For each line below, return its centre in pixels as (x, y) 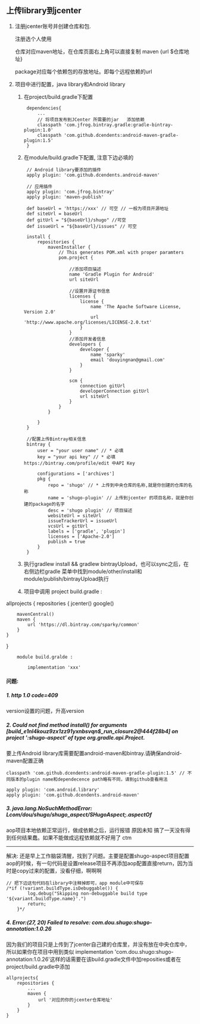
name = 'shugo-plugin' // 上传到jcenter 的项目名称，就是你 (118, 498)
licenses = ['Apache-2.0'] (81, 536)
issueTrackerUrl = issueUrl (83, 521)
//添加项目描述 (85, 269)
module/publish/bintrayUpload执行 (66, 578)
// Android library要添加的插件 (64, 170)
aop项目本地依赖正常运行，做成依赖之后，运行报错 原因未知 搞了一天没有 (96, 830)
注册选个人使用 (33, 39)
